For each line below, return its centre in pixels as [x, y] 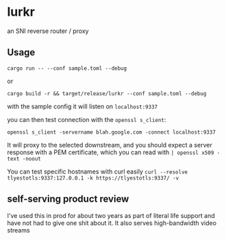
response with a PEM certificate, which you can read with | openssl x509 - [114, 152]
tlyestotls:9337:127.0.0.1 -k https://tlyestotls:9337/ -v [93, 178]
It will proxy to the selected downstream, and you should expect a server [110, 145]
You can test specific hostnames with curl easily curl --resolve [98, 171]
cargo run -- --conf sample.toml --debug [67, 68]
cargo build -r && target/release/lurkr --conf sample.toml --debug [107, 93]
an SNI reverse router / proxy [48, 31]
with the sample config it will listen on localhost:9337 [83, 106]
